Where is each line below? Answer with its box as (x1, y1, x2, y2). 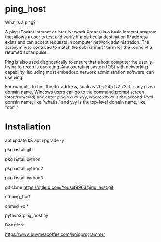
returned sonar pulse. (5, 49, 48, 55)
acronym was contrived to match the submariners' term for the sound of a (5, 44, 153, 50)
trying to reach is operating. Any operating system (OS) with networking (5, 64, 148, 70)
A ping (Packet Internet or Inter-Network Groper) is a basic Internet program (5, 29, 157, 34)
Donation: (5, 222, 25, 227)
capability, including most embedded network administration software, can (5, 69, 154, 75)
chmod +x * (5, 203, 29, 209)
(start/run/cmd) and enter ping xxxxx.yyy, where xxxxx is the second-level (5, 94, 154, 100)
